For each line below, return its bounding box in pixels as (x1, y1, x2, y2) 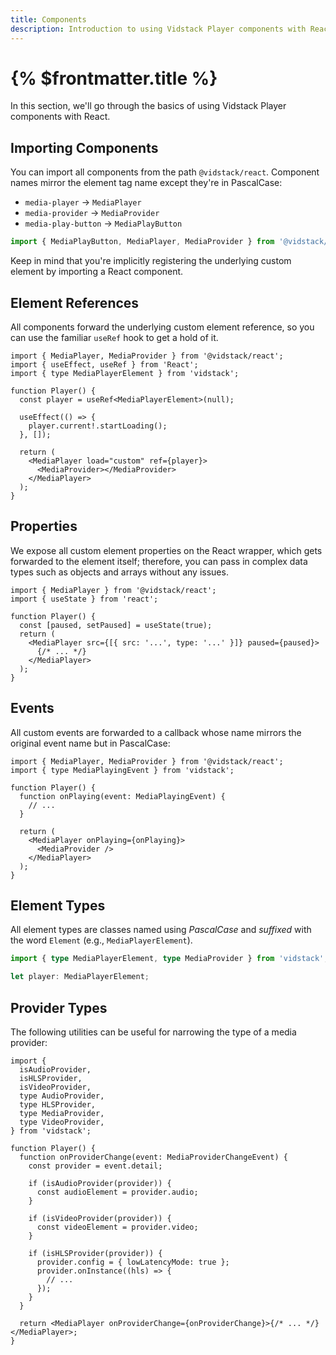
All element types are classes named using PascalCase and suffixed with (10, 924, 312, 936)
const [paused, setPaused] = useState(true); (19, 620, 213, 630)
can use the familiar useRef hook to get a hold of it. (10, 331, 219, 343)
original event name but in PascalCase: (10, 737, 171, 749)
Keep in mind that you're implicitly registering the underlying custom (10, 255, 292, 267)
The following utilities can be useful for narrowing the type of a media (10, 1026, 297, 1038)
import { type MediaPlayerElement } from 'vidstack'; (10, 368, 240, 378)
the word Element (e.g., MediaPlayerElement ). (10, 934, 193, 946)
